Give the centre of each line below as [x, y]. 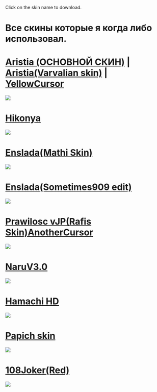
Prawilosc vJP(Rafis [48, 222]
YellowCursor [35, 84]
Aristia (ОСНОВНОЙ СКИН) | [68, 62]
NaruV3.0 [27, 267]
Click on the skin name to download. [43, 7]
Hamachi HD [32, 301]
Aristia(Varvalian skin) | [57, 73]
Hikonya [23, 118]
